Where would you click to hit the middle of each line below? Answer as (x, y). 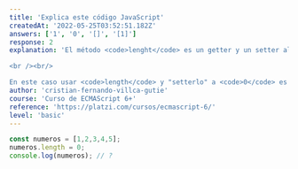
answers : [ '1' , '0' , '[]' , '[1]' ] (73, 34)
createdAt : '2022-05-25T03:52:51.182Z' (83, 26)
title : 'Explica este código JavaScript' (87, 17)
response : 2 (31, 42)
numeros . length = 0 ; (47, 148)
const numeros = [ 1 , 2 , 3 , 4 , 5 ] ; (65, 139)
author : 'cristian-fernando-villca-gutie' (89, 90)
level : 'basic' (37, 115)
